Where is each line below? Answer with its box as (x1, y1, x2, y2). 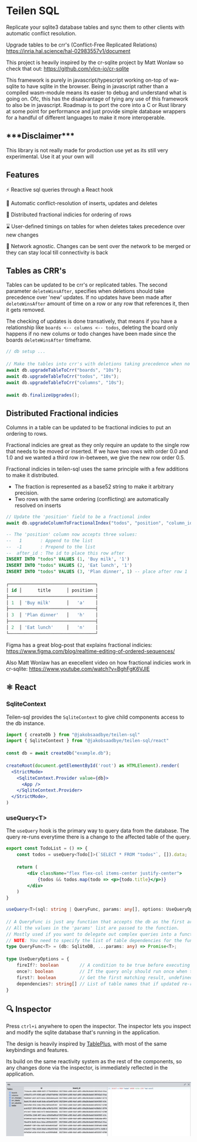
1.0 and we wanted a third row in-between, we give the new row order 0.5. (6, 454, 186, 461)
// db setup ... (6, 349, 46, 355)
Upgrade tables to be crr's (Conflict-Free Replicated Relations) (6, 41, 157, 48)
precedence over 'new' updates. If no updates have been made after (6, 294, 172, 301)
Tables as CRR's (6, 266, 66, 276)
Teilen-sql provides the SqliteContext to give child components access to (6, 713, 185, 720)
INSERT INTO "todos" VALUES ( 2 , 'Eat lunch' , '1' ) (6, 563, 133, 569)
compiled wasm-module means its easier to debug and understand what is (6, 89, 187, 96)
